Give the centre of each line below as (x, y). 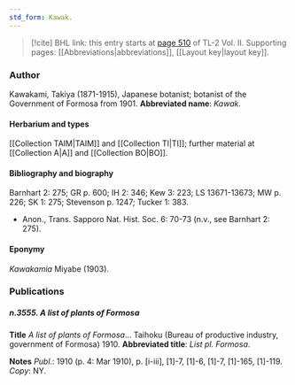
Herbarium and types (50, 124)
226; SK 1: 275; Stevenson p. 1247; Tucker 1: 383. (99, 202)
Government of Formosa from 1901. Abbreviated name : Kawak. (125, 104)
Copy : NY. (28, 371)
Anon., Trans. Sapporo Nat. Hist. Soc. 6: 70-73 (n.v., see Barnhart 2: (146, 219)
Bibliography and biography (61, 173)
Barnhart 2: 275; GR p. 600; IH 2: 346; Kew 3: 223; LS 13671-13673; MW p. (145, 193)
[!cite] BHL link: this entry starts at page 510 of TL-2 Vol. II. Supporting (159, 42)
